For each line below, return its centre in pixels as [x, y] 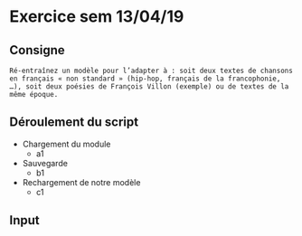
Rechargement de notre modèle [81, 182]
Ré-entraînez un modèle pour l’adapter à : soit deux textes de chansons [151, 71]
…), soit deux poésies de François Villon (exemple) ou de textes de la [149, 87]
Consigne [37, 50]
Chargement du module [66, 144]
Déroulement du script [74, 123]
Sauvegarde [45, 163]
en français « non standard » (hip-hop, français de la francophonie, [145, 79]
